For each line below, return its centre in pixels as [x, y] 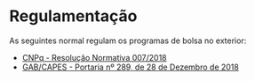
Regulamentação [73, 16]
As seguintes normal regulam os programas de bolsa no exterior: [128, 40]
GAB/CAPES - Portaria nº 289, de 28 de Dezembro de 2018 [131, 67]
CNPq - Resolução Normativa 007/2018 [94, 57]
